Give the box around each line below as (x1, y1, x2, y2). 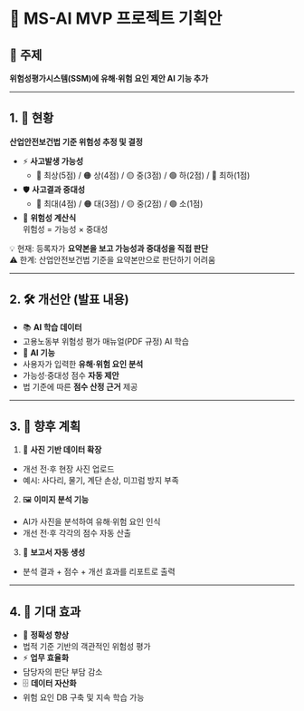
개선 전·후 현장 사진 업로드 (22, 463, 115, 474)
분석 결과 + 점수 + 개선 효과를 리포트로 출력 (22, 566, 176, 577)
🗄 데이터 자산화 (22, 677, 77, 689)
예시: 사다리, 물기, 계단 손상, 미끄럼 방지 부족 (22, 475, 179, 486)
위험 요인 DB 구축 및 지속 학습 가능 (22, 692, 145, 703)
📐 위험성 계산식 (22, 212, 77, 223)
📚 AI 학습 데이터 (22, 321, 82, 332)
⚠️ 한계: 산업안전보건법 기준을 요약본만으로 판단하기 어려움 (9, 254, 216, 265)
